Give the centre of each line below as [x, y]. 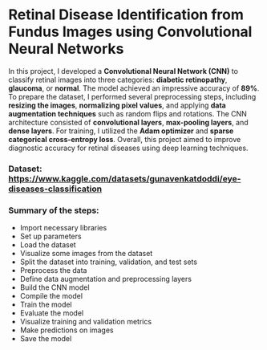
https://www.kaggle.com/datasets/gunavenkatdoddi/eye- [125, 178]
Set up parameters [51, 236]
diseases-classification [55, 189]
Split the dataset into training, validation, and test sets [109, 262]
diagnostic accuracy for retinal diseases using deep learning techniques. [128, 148]
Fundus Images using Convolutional [130, 32]
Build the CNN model [55, 287]
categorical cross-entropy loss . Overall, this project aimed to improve [125, 139]
